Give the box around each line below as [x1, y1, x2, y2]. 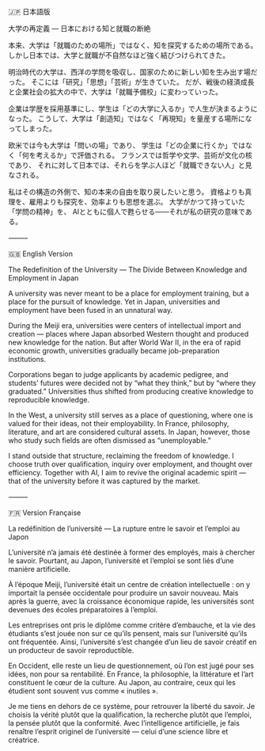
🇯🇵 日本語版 [8, 7, 51, 16]
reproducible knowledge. [8, 395, 89, 404]
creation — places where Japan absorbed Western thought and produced [8, 330, 249, 338]
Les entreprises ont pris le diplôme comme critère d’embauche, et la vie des [8, 620, 256, 630]
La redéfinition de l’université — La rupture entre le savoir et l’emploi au [8, 524, 240, 533]
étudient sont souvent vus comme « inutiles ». [8, 686, 158, 696]
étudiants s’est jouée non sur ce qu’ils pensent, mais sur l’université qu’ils [8, 629, 248, 638]
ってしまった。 [8, 124, 57, 133]
